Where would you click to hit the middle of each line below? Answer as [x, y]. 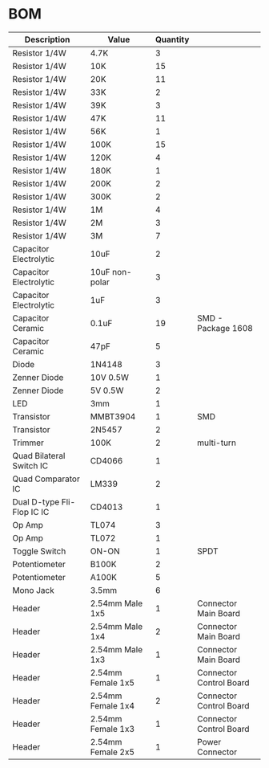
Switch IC [30, 465]
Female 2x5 [112, 752]
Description [47, 39]
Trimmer [28, 443]
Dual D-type [36, 501]
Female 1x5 [112, 682]
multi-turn [217, 443]
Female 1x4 [112, 705]
